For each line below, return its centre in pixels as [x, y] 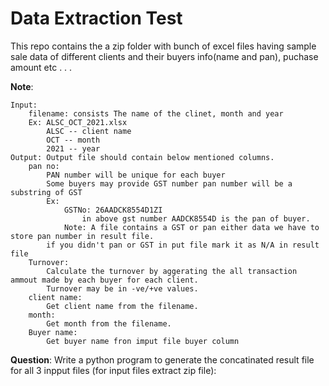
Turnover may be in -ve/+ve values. [122, 288]
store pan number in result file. [82, 236]
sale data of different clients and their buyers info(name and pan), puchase [164, 56]
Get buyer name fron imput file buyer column [143, 341]
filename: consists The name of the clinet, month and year [156, 113]
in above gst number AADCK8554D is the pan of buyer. [196, 218]
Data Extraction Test [96, 18]
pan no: [44, 166]
